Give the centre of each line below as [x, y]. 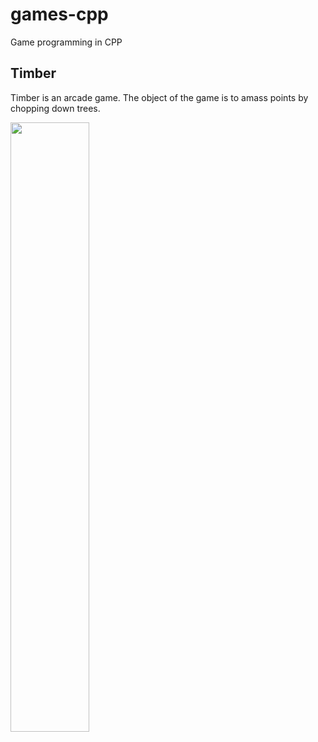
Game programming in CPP [66, 42]
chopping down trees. [55, 108]
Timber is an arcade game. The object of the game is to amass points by [159, 97]
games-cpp [59, 14]
